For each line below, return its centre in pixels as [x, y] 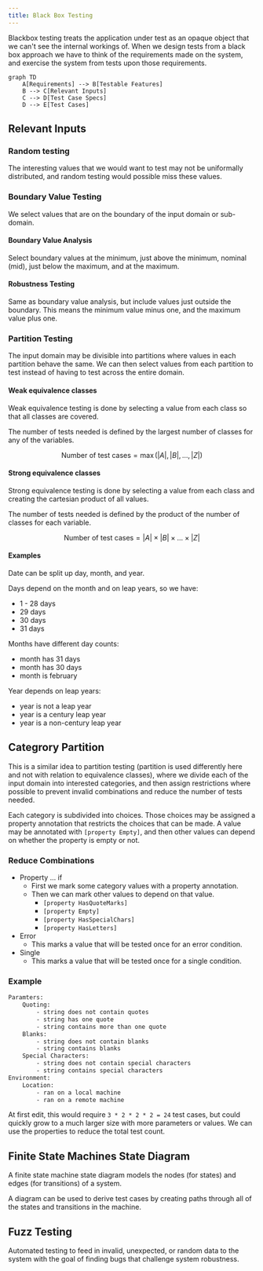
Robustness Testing [42, 284]
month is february [48, 676]
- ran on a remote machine [80, 1100]
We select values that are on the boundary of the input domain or [113, 214]
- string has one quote [75, 1019]
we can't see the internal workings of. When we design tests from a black [127, 46]
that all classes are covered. [54, 416]
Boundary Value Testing [55, 197]
